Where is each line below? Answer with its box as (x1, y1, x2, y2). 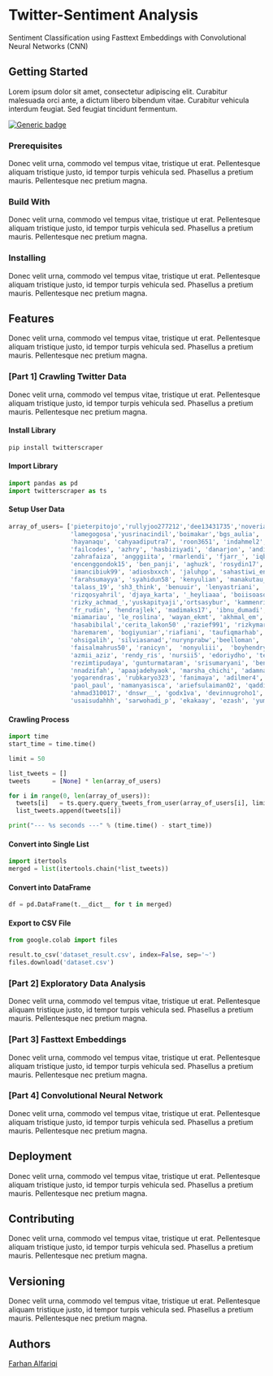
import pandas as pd (8, 479, 79, 488)
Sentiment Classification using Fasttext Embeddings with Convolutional (8, 33, 246, 42)
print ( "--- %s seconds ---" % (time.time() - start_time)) (8, 821, 213, 830)
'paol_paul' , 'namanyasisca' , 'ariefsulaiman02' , (70, 682, 242, 690)
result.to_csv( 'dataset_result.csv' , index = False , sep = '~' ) (8, 951, 217, 959)
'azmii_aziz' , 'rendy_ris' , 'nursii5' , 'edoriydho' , (70, 651, 253, 659)
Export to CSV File (8, 918, 71, 928)
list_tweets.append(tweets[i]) (15, 807, 122, 815)
